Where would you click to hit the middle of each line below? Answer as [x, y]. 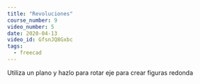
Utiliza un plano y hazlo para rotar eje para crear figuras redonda [100, 72]
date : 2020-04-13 [32, 33]
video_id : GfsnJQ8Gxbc [40, 40]
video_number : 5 [31, 27]
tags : [15, 46]
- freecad [28, 53]
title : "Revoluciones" [40, 14]
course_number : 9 [32, 20]
